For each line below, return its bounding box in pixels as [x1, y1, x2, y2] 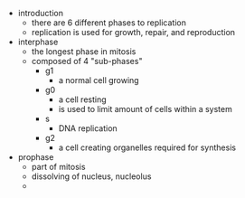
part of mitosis [31, 162, 86, 172]
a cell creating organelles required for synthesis [58, 142, 237, 153]
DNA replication [58, 123, 118, 134]
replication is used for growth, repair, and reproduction [31, 27, 236, 37]
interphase [17, 36, 59, 47]
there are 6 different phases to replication [31, 17, 187, 28]
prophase [17, 152, 54, 162]
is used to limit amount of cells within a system [58, 104, 232, 114]
